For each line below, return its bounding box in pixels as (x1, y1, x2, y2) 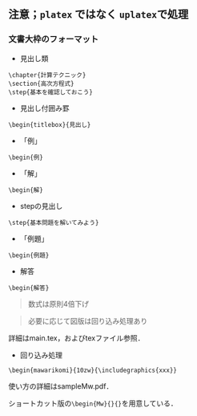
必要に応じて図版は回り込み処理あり (27, 316, 148, 325)
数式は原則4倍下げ (27, 299, 90, 308)
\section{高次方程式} (8, 80, 74, 88)
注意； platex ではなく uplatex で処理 (8, 7, 189, 22)
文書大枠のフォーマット (8, 34, 98, 45)
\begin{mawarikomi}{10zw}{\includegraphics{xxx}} (8, 366, 178, 374)
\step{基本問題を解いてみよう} (8, 218, 99, 226)
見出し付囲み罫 (19, 103, 70, 112)
